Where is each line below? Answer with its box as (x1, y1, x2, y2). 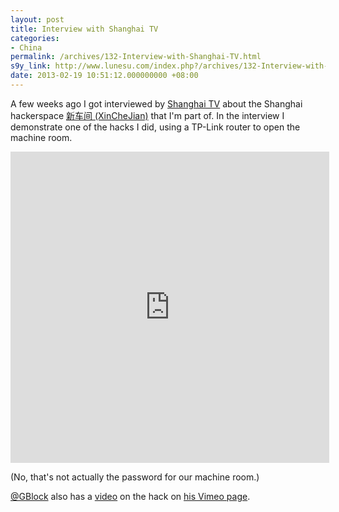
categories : (10, 33, 60, 43)
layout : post (10, 14, 65, 25)
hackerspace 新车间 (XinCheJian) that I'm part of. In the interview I (10, 109, 285, 121)
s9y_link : (10, 61, 52, 71)
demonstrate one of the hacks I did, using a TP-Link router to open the (10, 121, 301, 133)
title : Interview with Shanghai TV (10, 24, 159, 34)
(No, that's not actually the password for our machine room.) (10, 471, 260, 483)
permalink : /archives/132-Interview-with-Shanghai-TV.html (10, 52, 262, 62)
